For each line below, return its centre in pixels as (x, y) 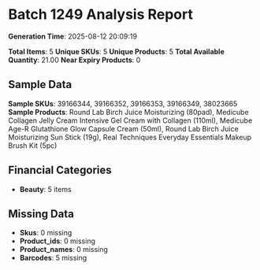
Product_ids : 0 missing (58, 241)
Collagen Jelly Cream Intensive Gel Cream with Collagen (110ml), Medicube (130, 120)
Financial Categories (60, 170)
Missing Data (41, 214)
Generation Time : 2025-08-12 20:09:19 (73, 36)
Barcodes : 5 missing (53, 258)
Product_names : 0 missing (64, 250)
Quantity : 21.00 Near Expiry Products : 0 (74, 60)
